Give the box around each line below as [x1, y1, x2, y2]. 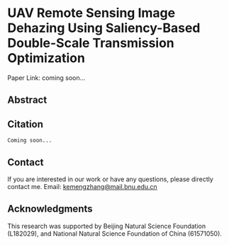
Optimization [7, 50, 85, 67]
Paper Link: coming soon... [7, 73, 86, 82]
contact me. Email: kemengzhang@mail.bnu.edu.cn [7, 182, 157, 190]
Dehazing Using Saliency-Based [7, 20, 201, 36]
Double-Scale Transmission [7, 35, 175, 51]
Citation [7, 118, 44, 130]
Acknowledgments [7, 203, 94, 215]
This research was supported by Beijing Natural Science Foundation [7, 222, 206, 230]
